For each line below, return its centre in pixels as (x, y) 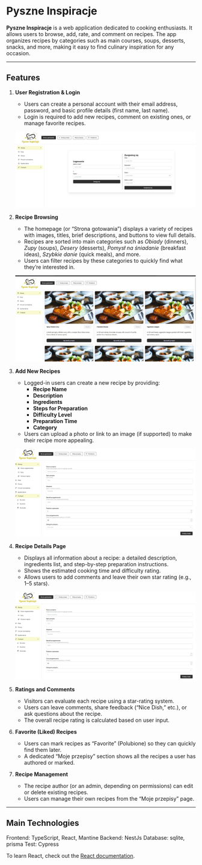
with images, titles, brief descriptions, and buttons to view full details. (110, 235)
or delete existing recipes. (56, 792)
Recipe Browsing (36, 217)
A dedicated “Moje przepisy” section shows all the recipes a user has (110, 756)
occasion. (18, 53)
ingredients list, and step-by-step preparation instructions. (96, 564)
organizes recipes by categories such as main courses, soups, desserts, (96, 40)
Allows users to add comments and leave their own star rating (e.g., (108, 577)
